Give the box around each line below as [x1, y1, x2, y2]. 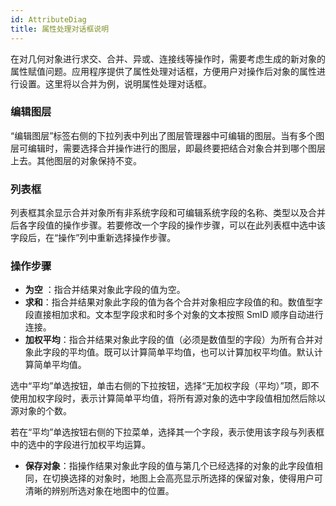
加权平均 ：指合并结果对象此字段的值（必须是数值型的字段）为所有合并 [24, 334, 315, 346]
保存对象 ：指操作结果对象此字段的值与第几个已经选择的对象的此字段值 [24, 460, 315, 472]
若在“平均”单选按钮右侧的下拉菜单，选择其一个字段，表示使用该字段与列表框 [10, 426, 325, 438]
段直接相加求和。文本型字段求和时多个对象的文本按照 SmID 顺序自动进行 [24, 309, 324, 321]
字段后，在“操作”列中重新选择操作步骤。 [10, 232, 177, 244]
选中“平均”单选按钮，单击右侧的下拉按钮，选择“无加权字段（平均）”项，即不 [10, 380, 320, 392]
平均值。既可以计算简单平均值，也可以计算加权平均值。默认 [68, 346, 315, 358]
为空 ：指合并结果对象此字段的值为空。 [24, 284, 186, 296]
